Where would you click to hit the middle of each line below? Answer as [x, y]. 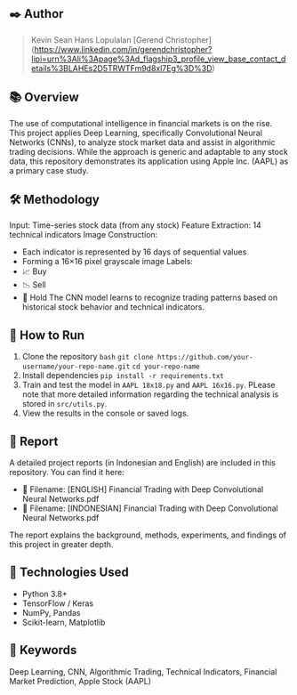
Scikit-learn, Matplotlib [64, 622]
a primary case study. [49, 170]
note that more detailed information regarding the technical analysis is [150, 394]
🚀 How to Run [47, 335]
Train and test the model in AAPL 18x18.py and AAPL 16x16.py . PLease [148, 385]
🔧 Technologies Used [69, 573]
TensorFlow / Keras [58, 603]
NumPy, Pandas [51, 612]
